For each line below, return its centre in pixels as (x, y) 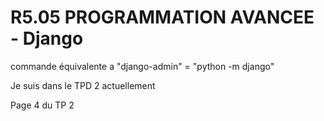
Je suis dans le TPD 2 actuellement (83, 85)
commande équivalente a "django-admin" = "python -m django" (142, 66)
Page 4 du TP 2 (42, 105)
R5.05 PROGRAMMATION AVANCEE (162, 17)
